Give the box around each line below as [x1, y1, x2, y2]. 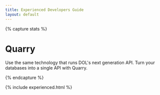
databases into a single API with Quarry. [5, 65, 87, 71]
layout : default [5, 12, 39, 17]
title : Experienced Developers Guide [5, 7, 84, 12]
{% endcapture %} [5, 74, 44, 80]
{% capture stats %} [5, 25, 47, 31]
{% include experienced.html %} [5, 84, 72, 90]
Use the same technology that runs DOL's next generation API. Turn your [5, 59, 155, 65]
